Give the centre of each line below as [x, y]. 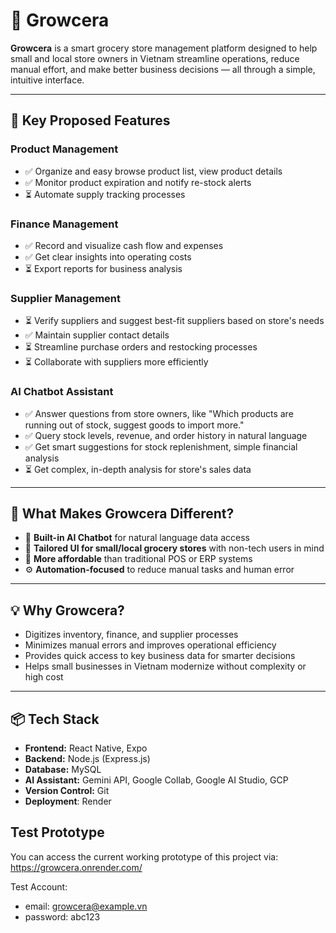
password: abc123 [62, 916]
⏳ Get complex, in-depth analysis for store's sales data [138, 469]
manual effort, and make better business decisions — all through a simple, [163, 69]
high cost [44, 677]
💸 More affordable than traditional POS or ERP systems [138, 559]
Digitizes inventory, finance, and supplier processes [131, 635]
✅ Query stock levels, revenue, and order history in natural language [166, 435]
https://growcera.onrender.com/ [76, 867]
